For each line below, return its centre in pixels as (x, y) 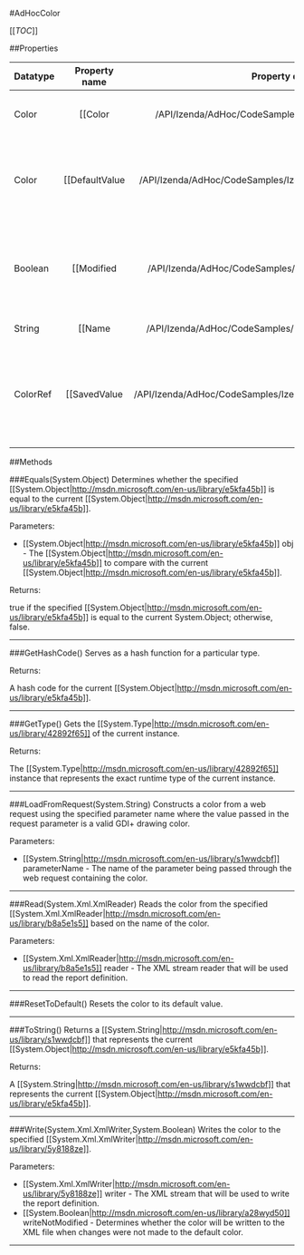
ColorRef (33, 394)
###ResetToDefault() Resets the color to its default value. (116, 1004)
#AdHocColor (35, 13)
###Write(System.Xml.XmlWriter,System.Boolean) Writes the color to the (145, 1129)
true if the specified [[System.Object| (78, 608)
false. (19, 627)
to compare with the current (156, 563)
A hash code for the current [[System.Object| (94, 688)
